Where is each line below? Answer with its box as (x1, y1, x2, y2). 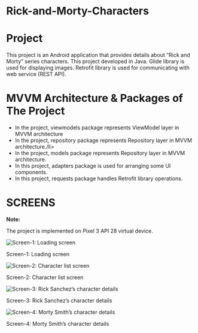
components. (14, 169, 48, 176)
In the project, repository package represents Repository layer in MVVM (14, 137, 193, 144)
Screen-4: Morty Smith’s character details (6, 320, 109, 327)
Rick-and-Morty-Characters (6, 4, 150, 18)
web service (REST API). (6, 71, 67, 78)
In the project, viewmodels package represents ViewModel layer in (14, 124, 179, 131)
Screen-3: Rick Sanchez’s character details (6, 297, 112, 304)
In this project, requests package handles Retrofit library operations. (14, 175, 183, 182)
